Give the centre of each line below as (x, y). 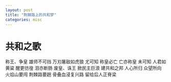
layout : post (19, 10)
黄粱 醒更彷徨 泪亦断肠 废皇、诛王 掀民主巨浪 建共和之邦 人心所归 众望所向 (83, 68)
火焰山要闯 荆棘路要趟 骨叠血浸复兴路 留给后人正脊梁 (61, 74)
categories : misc (24, 19)
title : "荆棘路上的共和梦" (31, 15)
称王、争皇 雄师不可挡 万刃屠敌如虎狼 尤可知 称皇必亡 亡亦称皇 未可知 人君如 (86, 61)
